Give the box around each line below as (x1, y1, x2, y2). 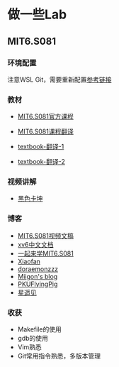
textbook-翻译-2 (17, 158, 65, 166)
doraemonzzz (17, 264, 59, 273)
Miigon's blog (17, 272, 58, 280)
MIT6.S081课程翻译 (17, 127, 74, 136)
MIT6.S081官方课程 (17, 112, 74, 121)
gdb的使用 (17, 334, 48, 343)
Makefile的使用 (17, 325, 62, 334)
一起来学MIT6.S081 (17, 249, 74, 258)
